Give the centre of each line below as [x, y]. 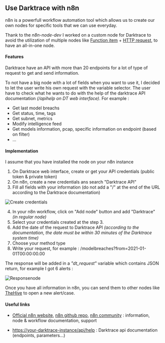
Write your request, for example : [46, 248]
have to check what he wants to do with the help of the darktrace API [75, 93]
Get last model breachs [36, 108]
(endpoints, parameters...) [39, 336]
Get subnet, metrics [32, 119]
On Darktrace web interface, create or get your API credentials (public [83, 171]
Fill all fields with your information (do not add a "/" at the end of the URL [86, 187]
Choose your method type [39, 243]
